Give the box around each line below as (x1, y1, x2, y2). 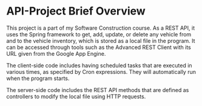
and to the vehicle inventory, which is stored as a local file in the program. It (6, 37, 195, 44)
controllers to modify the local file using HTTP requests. (6, 93, 146, 100)
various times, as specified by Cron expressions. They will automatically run (6, 68, 196, 75)
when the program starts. (6, 75, 70, 82)
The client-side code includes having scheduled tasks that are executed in (6, 62, 192, 69)
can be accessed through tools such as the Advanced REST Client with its (6, 44, 191, 51)
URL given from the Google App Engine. (6, 50, 106, 57)
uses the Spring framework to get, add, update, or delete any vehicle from (6, 30, 192, 38)
